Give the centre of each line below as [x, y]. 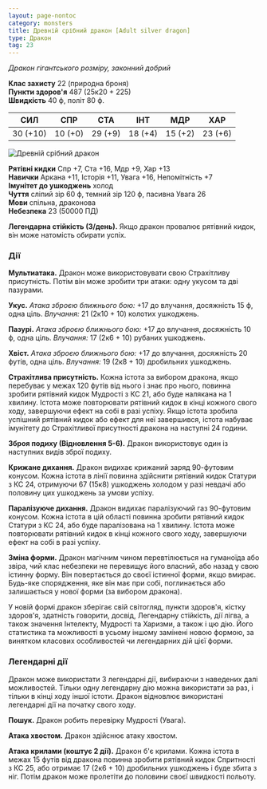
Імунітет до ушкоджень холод [61, 186]
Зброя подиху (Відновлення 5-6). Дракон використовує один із [118, 444]
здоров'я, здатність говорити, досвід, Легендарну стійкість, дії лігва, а [129, 616]
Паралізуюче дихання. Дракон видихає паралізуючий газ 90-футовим [130, 508]
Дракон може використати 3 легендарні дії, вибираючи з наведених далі [133, 679]
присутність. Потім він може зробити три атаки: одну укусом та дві [124, 282]
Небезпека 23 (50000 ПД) [53, 211]
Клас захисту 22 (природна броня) [69, 84]
